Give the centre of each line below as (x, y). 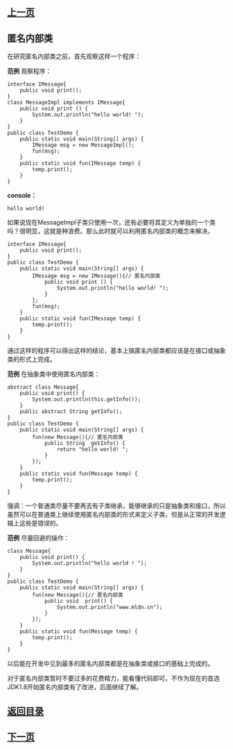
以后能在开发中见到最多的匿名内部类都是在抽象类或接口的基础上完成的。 (110, 663)
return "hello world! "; (93, 450)
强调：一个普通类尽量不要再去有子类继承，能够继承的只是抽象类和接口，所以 (116, 506)
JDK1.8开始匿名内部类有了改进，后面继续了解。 (75, 687)
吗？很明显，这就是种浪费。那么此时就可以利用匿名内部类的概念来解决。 (110, 231)
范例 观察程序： (29, 71)
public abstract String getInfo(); (71, 412)
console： (22, 195)
